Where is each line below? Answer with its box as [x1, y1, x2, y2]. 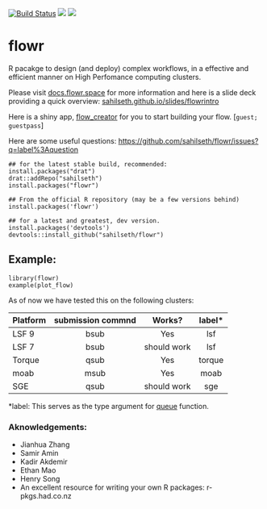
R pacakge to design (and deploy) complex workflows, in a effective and [8, 63, 248, 73]
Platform [12, 315, 47, 326]
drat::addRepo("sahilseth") [8, 174, 103, 182]
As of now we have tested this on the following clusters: [8, 295, 194, 305]
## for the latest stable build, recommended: [8, 160, 168, 169]
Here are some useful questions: [8, 136, 117, 145]
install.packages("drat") [8, 167, 95, 175]
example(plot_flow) [8, 281, 74, 290]
